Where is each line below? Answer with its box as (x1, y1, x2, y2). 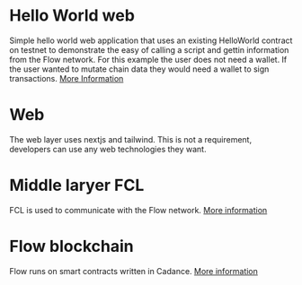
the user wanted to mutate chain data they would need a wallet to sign (9, 64, 270, 74)
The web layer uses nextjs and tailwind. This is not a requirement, (9, 134, 253, 144)
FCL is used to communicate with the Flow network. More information (9, 204, 268, 215)
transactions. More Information (9, 73, 124, 83)
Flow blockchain (9, 237, 134, 256)
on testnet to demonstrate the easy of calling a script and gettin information (9, 44, 289, 55)
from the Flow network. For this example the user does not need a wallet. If (9, 54, 288, 65)
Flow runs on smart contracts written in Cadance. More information (9, 265, 259, 276)
